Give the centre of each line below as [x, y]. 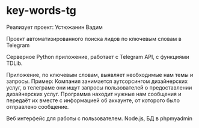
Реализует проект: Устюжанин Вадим [55, 27]
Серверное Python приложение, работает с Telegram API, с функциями [98, 56]
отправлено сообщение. [38, 106]
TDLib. [14, 63]
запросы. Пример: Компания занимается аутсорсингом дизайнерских [97, 81]
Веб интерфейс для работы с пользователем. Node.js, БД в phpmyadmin [99, 118]
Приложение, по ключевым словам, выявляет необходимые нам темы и [100, 75]
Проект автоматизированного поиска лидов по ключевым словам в [94, 38]
